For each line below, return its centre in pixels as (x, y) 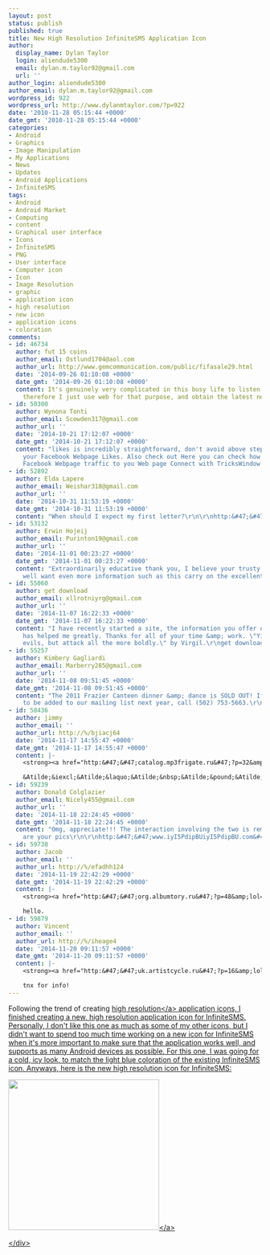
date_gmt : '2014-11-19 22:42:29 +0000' (82, 882)
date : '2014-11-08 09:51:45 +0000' (75, 681)
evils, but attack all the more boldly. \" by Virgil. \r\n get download (143, 644)
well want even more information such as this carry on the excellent (143, 576)
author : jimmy (39, 718)
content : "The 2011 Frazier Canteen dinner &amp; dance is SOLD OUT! (134, 696)
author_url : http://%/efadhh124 (70, 867)
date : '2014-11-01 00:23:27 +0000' (75, 554)
